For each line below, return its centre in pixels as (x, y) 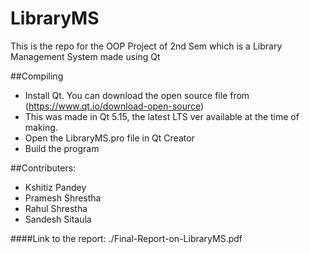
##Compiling (37, 76)
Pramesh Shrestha (63, 198)
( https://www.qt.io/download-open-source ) (114, 106)
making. (41, 127)
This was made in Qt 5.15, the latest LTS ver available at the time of (162, 116)
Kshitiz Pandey (55, 187)
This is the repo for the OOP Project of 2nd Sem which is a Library (146, 46)
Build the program (62, 148)
